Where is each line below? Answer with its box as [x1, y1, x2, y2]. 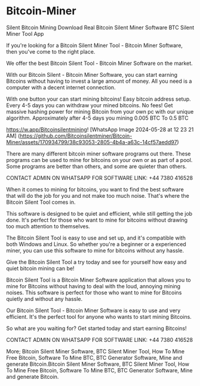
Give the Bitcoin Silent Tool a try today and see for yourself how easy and [6, 258, 187, 266]
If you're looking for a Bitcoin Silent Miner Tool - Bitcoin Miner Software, [6, 42, 183, 49]
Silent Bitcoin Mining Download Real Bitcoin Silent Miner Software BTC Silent [6, 24, 195, 31]
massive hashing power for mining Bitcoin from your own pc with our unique [6, 108, 194, 115]
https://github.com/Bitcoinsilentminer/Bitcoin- [20, 132, 133, 139]
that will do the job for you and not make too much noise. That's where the [6, 192, 189, 199]
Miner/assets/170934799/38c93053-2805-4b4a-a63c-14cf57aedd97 [6, 138, 177, 145]
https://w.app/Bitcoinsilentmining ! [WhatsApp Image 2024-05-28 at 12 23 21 [6, 126, 194, 133]
